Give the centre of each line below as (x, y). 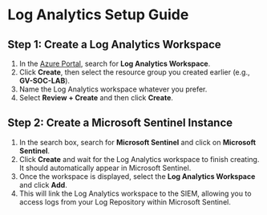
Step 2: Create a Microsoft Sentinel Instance (120, 123)
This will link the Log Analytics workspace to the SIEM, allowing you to (135, 193)
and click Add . (43, 185)
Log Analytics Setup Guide (98, 15)
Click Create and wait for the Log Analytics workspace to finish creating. (139, 159)
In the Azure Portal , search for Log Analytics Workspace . (115, 63)
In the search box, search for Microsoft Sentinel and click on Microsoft (138, 142)
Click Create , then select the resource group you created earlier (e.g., (134, 72)
